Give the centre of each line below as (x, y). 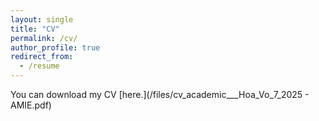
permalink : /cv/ (44, 38)
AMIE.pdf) (31, 105)
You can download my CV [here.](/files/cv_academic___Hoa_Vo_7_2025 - (160, 94)
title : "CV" (35, 29)
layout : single (42, 19)
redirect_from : (42, 57)
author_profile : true (55, 47)
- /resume (39, 66)
